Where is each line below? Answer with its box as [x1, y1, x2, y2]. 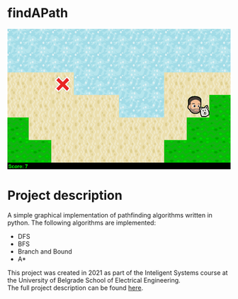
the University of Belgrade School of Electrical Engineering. [7, 276, 181, 285]
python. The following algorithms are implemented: [7, 218, 157, 227]
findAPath [7, 5, 69, 21]
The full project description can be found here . [7, 283, 144, 292]
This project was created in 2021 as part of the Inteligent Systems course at [7, 269, 228, 277]
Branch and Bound [17, 247, 72, 256]
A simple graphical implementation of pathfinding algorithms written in [7, 211, 212, 220]
